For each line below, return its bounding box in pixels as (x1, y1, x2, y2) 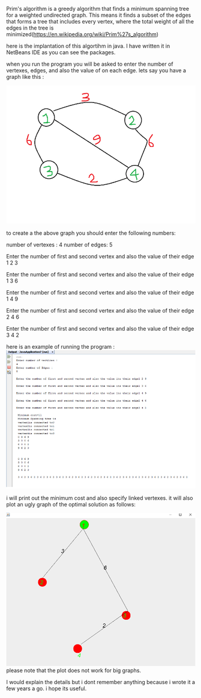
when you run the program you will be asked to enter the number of (6, 60, 173, 67)
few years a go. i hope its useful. (6, 685, 87, 692)
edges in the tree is (6, 24, 54, 31)
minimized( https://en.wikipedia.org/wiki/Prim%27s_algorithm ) (6, 31, 159, 38)
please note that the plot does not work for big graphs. (6, 667, 142, 674)
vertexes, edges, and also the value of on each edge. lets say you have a (6, 67, 187, 74)
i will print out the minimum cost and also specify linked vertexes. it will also (6, 494, 193, 502)
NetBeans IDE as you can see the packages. (6, 49, 116, 56)
